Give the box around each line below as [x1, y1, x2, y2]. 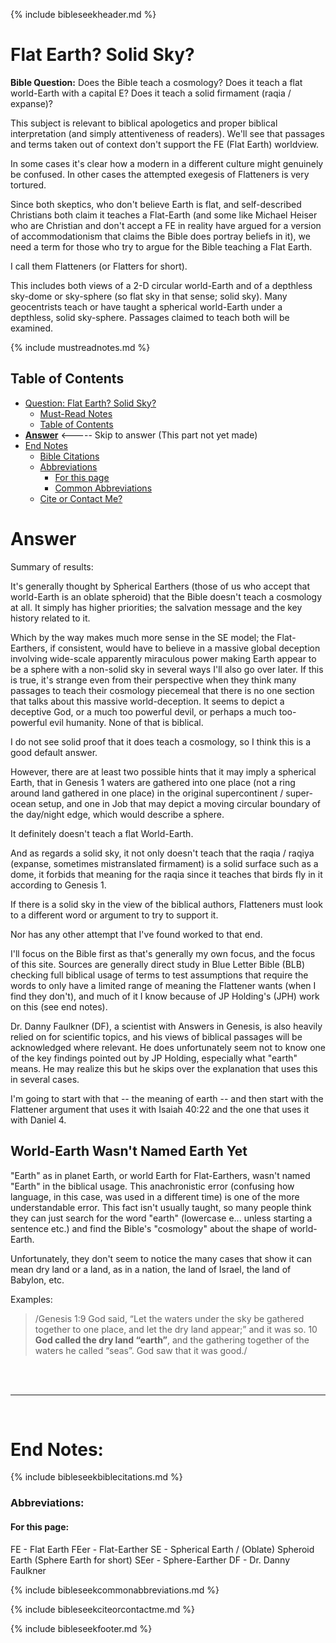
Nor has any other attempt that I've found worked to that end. [10, 928, 263, 940]
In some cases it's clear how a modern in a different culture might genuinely [10, 157, 324, 169]
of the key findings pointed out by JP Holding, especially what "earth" [10, 1052, 298, 1064]
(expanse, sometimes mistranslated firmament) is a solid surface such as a [10, 857, 319, 869]
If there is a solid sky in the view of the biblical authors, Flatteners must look [10, 898, 323, 910]
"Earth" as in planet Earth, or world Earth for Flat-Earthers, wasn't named [10, 1169, 311, 1181]
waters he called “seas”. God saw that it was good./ [34, 1344, 248, 1356]
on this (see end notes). [10, 1000, 108, 1013]
